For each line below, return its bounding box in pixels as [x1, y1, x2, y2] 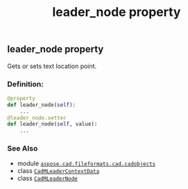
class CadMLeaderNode [17, 174, 78, 183]
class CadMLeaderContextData [17, 167, 100, 175]
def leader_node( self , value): [7, 121, 98, 128]
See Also [7, 144, 38, 154]
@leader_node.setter [7, 114, 67, 122]
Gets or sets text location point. [7, 62, 97, 70]
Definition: [7, 79, 44, 89]
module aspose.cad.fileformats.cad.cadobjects [17, 159, 156, 167]
